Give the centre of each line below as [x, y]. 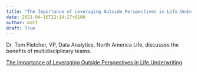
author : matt [22, 22]
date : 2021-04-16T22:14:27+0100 [46, 17]
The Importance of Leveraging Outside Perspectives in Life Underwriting [94, 63]
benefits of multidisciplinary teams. [49, 51]
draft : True [21, 28]
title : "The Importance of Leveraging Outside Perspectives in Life [92, 12]
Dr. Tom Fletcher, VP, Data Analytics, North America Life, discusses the [93, 45]
